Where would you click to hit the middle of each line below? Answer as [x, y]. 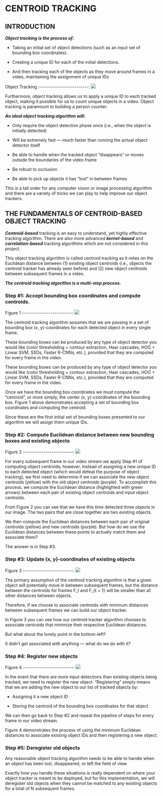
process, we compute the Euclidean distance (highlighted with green [74, 487]
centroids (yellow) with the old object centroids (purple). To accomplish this [81, 482]
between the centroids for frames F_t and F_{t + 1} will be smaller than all [78, 590]
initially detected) [29, 130]
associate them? [21, 537]
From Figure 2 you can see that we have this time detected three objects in [80, 507]
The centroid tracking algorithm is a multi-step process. [63, 283]
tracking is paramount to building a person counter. [56, 107]
